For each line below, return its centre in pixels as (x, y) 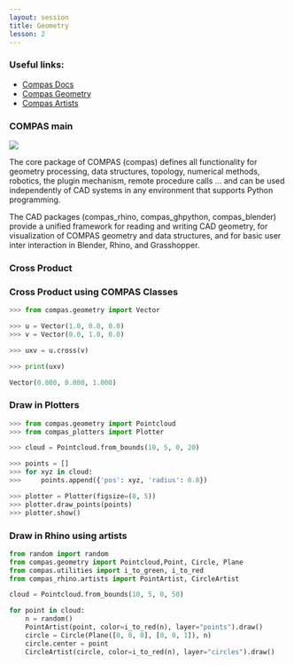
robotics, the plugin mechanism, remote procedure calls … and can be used (147, 180)
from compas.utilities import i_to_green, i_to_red (106, 570)
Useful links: (37, 65)
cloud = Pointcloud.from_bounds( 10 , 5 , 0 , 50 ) (97, 595)
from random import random (59, 554)
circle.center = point (67, 644)
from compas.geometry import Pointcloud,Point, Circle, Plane (126, 562)
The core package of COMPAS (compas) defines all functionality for (133, 161)
